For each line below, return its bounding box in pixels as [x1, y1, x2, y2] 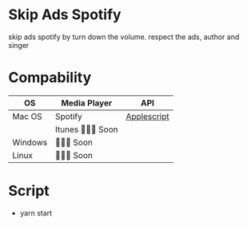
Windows [12, 137, 48, 148]
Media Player [61, 97, 113, 109]
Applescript [125, 110, 169, 121]
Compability [8, 69, 92, 87]
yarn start [19, 208, 53, 217]
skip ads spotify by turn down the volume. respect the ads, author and [8, 32, 240, 42]
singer [8, 40, 30, 50]
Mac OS [12, 110, 42, 121]
